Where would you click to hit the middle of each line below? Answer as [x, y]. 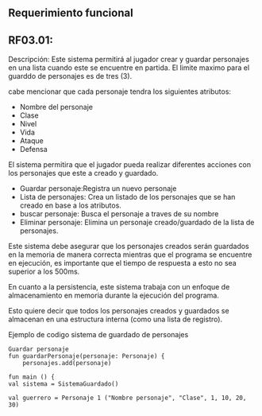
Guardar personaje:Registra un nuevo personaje [98, 189]
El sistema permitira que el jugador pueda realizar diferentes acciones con [130, 165]
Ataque [31, 141]
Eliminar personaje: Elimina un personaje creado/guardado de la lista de [137, 223]
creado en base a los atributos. [70, 205]
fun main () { [32, 377]
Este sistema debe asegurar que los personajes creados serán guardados [129, 247]
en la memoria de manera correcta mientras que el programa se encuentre [130, 255]
